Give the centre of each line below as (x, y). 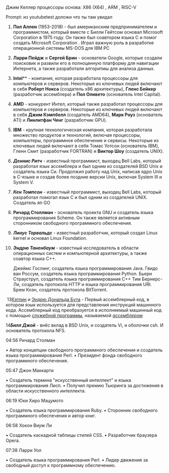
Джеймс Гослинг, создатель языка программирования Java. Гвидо (85, 268)
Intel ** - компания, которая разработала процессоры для (75, 78)
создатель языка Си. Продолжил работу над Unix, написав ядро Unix (88, 171)
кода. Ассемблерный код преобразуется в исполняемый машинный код (84, 310)
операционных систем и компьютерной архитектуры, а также (80, 253)
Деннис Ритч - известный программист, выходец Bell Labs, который (87, 161)
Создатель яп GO (32, 203)
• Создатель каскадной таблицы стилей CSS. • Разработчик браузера (81, 435)
